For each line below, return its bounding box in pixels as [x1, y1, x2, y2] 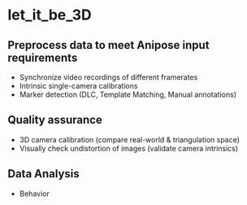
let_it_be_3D [7, 6, 93, 24]
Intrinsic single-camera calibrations [19, 81, 138, 90]
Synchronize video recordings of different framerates [19, 72, 198, 82]
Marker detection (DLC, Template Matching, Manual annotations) [19, 89, 237, 99]
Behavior [19, 189, 50, 198]
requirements [7, 50, 78, 64]
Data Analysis [7, 167, 80, 181]
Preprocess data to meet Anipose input [7, 38, 210, 52]
